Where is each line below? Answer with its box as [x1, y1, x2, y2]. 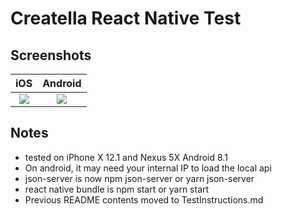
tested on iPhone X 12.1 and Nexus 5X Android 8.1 [24, 151, 228, 163]
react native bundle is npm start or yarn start [24, 183, 210, 195]
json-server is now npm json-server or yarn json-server [24, 172, 255, 184]
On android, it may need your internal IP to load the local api [24, 162, 272, 174]
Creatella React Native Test [10, 7, 242, 30]
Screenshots [10, 47, 92, 64]
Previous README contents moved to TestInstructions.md [24, 193, 264, 206]
